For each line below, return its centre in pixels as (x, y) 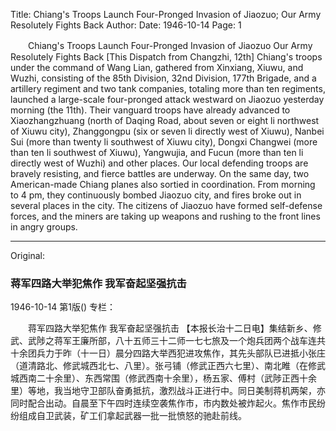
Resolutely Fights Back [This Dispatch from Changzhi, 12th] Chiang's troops (166, 57)
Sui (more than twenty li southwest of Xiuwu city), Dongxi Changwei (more (164, 142)
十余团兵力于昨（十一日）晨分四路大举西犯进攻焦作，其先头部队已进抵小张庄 (168, 353)
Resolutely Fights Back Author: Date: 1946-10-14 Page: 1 (126, 25)
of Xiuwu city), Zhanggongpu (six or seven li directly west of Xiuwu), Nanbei (167, 131)
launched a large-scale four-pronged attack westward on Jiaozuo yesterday (167, 99)
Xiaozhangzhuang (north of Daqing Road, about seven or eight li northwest (165, 120)
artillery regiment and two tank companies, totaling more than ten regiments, (168, 88)
